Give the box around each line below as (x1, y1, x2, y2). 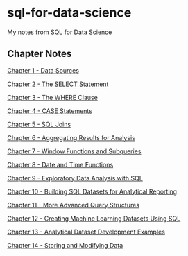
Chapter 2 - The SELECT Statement (7, 80, 109, 88)
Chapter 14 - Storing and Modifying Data (7, 241, 123, 249)
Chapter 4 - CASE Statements (7, 106, 92, 115)
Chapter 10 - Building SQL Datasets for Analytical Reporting (7, 187, 178, 196)
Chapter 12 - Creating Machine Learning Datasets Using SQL (7, 214, 181, 223)
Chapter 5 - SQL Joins (7, 120, 71, 128)
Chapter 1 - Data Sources (7, 66, 80, 74)
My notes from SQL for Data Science (7, 28, 112, 36)
